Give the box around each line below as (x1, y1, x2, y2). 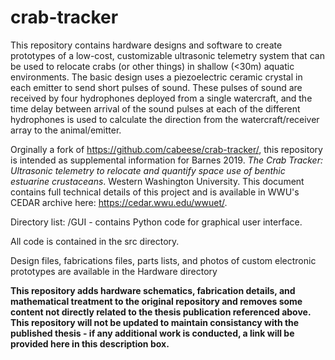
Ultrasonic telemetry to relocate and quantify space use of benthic (10, 164, 286, 176)
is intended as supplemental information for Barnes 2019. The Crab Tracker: (10, 154, 323, 166)
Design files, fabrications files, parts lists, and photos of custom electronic (10, 254, 317, 266)
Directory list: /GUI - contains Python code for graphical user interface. (10, 216, 303, 228)
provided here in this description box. (10, 337, 170, 350)
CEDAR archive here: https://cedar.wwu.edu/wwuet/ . (10, 196, 228, 208)
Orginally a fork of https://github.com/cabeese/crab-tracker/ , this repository (10, 143, 323, 155)
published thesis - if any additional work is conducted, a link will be (10, 327, 295, 339)
